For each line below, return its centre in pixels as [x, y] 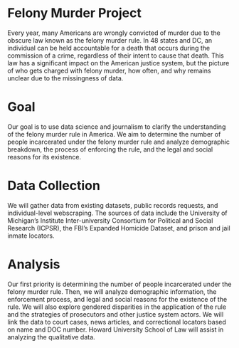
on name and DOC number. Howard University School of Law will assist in [116, 329]
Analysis [34, 264]
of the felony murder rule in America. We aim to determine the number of [114, 134]
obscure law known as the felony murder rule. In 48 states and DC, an [110, 40]
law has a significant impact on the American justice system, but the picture [118, 63]
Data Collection [54, 186]
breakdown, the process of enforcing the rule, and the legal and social [110, 149]
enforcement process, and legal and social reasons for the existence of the [117, 299]
